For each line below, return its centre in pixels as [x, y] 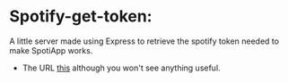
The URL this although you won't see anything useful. [122, 68]
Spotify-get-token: [81, 16]
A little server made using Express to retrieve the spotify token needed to [144, 41]
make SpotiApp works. [51, 50]
